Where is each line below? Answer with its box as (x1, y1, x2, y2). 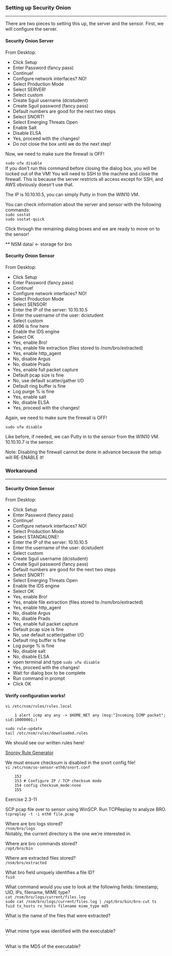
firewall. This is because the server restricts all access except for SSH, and (5, 176, 163, 182)
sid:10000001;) (5, 717, 38, 722)
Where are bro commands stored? (5, 841, 78, 847)
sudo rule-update (5, 726, 42, 732)
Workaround (5, 467, 37, 474)
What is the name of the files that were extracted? (5, 912, 111, 919)
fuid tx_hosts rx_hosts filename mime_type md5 (5, 904, 109, 909)
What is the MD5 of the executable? (5, 943, 81, 949)
